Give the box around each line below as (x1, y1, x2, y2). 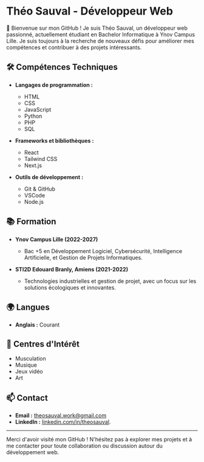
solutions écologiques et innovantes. (24, 284, 117, 291)
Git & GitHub (24, 185, 56, 192)
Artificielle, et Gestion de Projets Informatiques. (24, 254, 143, 261)
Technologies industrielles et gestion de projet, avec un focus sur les (24, 277, 197, 285)
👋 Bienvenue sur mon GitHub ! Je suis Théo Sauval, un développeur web (6, 24, 188, 32)
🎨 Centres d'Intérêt (6, 339, 80, 349)
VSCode (24, 191, 46, 199)
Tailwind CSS (24, 155, 58, 162)
